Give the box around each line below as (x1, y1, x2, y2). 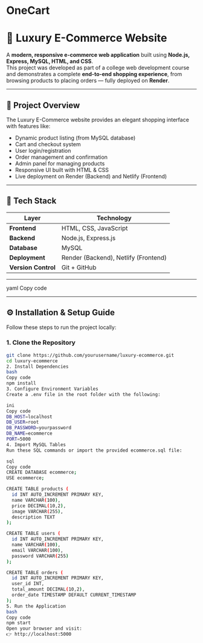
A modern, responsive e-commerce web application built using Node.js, (6, 51, 190, 59)
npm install (6, 380, 36, 386)
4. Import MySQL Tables (6, 441, 66, 447)
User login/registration (14, 147, 71, 154)
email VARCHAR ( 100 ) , (11, 547, 63, 553)
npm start (6, 620, 31, 626)
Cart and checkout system (14, 140, 82, 148)
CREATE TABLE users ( (6, 531, 61, 537)
